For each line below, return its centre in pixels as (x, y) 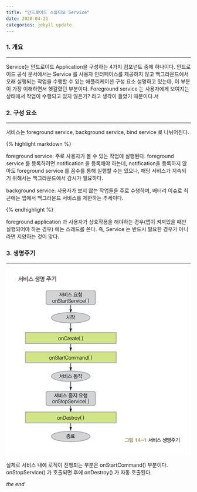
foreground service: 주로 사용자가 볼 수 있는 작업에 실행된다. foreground (90, 156)
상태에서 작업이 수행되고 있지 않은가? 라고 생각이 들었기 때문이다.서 (83, 96)
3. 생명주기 (21, 253)
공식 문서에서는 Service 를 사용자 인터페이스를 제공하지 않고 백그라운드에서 (103, 74)
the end (15, 484)
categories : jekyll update (39, 25)
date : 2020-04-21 (27, 19)
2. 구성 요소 (21, 113)
